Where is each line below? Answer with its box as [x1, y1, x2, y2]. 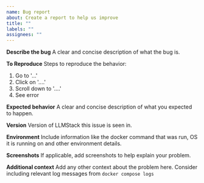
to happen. [6, 110, 33, 117]
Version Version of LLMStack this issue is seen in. [6, 121, 132, 129]
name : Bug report [6, 9, 51, 15]
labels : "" [6, 26, 34, 32]
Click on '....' [15, 79, 46, 86]
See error [15, 91, 40, 99]
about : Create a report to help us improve [6, 15, 119, 21]
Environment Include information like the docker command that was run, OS [6, 134, 198, 141]
